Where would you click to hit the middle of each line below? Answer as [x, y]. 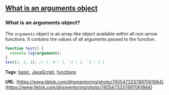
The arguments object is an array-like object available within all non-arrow [81, 34]
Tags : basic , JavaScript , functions [41, 72]
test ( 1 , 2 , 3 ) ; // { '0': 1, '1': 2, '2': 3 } [55, 63]
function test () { [24, 48]
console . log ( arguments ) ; [36, 53]
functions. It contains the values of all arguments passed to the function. [80, 39]
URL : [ [12, 82]
